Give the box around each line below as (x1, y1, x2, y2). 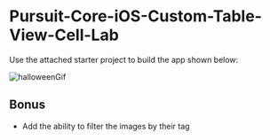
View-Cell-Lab (9, 25, 120, 45)
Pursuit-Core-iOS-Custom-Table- (9, 6, 262, 27)
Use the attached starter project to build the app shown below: (9, 54, 239, 65)
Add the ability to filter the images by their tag (21, 121, 190, 131)
